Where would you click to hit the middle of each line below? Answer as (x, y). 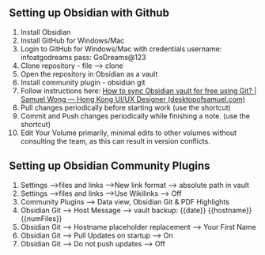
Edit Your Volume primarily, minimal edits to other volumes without (128, 133)
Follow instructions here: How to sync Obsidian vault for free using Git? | (138, 91)
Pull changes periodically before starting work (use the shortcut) (126, 107)
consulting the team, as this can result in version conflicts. (115, 141)
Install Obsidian (45, 32)
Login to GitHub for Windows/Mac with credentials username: (121, 49)
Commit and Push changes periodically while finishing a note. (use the (135, 116)
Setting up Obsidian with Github (89, 13)
